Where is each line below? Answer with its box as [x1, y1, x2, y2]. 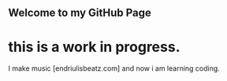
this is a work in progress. [8, 38, 180, 56]
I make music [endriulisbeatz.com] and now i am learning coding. [8, 64, 221, 73]
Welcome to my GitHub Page [8, 6, 152, 20]
